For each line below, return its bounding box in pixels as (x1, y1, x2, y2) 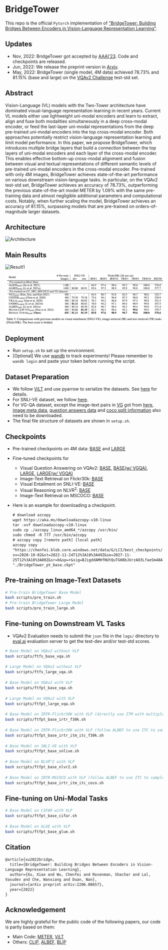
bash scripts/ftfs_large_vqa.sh (5, 669, 72, 675)
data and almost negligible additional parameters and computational (21, 193, 162, 199)
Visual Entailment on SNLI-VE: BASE (19, 481, 94, 487)
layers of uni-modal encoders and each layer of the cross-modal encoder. (5, 150, 157, 156)
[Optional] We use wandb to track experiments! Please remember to (12, 353, 153, 359)
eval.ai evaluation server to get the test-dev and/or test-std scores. (12, 638, 151, 644)
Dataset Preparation (5, 373, 69, 381)
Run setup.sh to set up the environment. (12, 348, 95, 354)
